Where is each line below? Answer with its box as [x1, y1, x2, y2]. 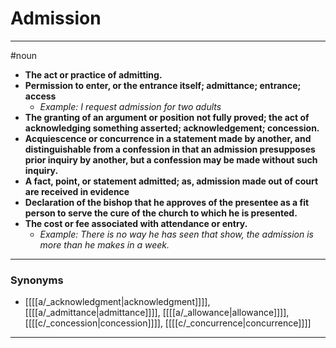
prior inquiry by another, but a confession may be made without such [24, 153, 318, 166]
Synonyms [10, 273, 64, 287]
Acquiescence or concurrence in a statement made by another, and [24, 132, 312, 144]
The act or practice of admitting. [24, 68, 163, 81]
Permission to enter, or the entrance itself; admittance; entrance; [24, 79, 302, 91]
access [24, 90, 57, 102]
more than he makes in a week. [39, 238, 170, 251]
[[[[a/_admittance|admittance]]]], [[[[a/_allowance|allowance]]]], [24, 307, 290, 319]
